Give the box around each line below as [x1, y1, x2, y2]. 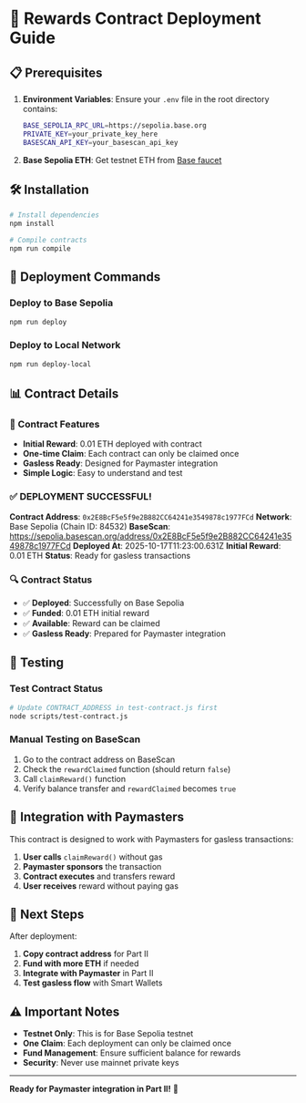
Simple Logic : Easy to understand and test [22, 468, 183, 479]
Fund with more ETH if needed [22, 958, 139, 969]
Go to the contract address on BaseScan [22, 754, 176, 765]
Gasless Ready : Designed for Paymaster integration [22, 458, 219, 469]
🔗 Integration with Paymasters [9, 809, 185, 825]
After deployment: [9, 931, 77, 942]
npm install [9, 219, 55, 229]
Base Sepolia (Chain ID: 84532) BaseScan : [9, 521, 171, 531]
